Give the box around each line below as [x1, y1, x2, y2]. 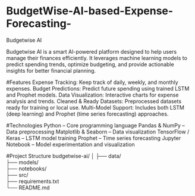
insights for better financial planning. [6, 67, 96, 74]
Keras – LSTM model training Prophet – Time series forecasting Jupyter [6, 134, 181, 141]
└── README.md [6, 183, 50, 191]
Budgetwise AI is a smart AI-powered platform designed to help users [6, 48, 177, 55]
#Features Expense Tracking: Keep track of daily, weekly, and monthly [6, 79, 178, 86]
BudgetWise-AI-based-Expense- [6, 4, 174, 18]
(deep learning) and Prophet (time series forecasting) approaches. [6, 110, 169, 117]
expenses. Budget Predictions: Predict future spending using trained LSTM [6, 85, 190, 92]
